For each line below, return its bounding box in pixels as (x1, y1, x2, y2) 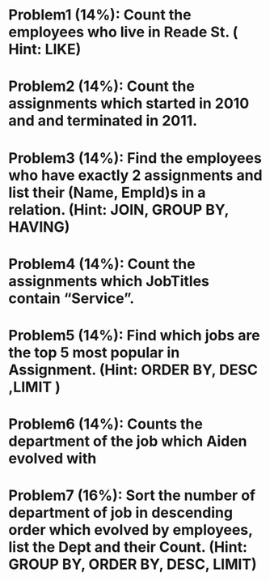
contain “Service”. (8, 289, 135, 307)
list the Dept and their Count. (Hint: (8, 538, 248, 557)
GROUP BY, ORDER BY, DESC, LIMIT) (8, 555, 257, 574)
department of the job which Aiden (8, 432, 247, 451)
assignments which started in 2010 (8, 95, 250, 113)
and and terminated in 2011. (8, 112, 198, 130)
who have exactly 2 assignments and (8, 166, 263, 184)
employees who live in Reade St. (8, 23, 230, 41)
